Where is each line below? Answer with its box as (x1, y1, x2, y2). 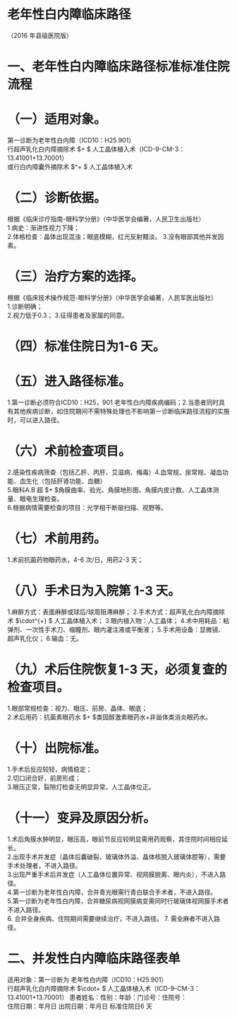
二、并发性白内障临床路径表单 (7, 951, 181, 966)
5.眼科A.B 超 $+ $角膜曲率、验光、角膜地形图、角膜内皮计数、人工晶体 (7, 486, 213, 494)
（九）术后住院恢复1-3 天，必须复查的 (7, 662, 227, 678)
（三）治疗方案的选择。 (7, 269, 144, 285)
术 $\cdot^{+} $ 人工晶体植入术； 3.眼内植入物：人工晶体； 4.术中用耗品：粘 (7, 616, 230, 624)
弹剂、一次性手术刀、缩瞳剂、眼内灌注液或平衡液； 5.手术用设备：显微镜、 (7, 625, 224, 634)
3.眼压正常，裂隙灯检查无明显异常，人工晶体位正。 (7, 782, 155, 791)
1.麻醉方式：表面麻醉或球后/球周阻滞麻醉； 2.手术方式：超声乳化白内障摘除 (7, 608, 226, 616)
